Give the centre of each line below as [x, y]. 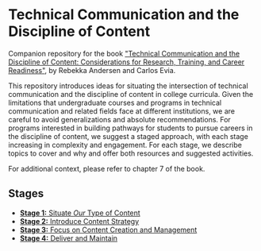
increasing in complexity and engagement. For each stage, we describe [125, 145]
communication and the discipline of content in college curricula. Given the [131, 94]
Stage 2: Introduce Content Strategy [79, 221]
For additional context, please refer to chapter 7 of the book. [107, 168]
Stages [26, 193]
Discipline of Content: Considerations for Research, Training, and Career [127, 62]
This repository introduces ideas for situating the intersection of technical [128, 86]
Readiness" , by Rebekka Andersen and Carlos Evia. [92, 70]
